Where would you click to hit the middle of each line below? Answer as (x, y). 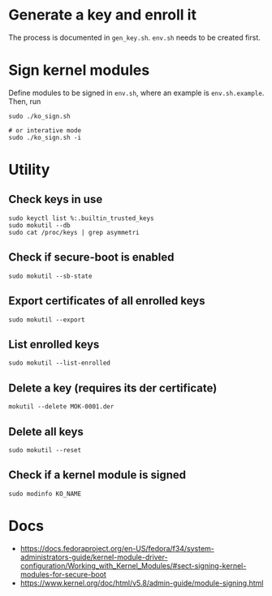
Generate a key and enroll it (103, 15)
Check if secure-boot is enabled (91, 257)
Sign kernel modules (79, 70)
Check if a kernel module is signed (97, 475)
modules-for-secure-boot (63, 574)
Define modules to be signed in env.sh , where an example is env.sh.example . (136, 93)
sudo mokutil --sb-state (50, 276)
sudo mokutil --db (39, 225)
